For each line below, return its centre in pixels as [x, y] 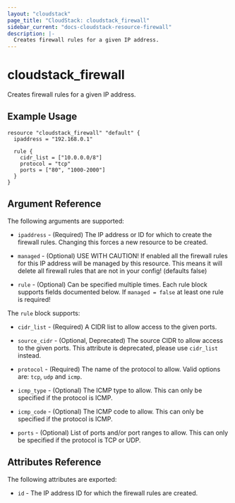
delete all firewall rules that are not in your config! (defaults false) [112, 271]
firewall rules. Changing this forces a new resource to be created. [113, 242]
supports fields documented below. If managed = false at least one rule [120, 292]
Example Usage [42, 117]
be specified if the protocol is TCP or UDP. [79, 440]
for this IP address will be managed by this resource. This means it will [120, 263]
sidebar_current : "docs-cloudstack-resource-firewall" [90, 27]
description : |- [31, 34]
